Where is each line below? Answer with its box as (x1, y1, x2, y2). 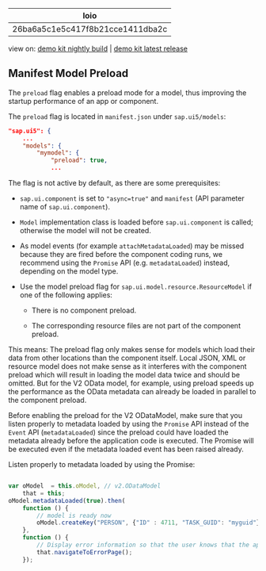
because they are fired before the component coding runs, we (19, 250, 223, 259)
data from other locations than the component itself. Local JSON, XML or (8, 353, 246, 363)
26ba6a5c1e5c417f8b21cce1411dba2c (12, 24, 168, 34)
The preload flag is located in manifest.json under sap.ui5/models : (8, 111, 226, 121)
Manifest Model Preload (8, 67, 129, 80)
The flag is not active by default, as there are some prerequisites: (8, 178, 221, 188)
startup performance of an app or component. (8, 96, 159, 105)
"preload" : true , (50, 156, 108, 165)
